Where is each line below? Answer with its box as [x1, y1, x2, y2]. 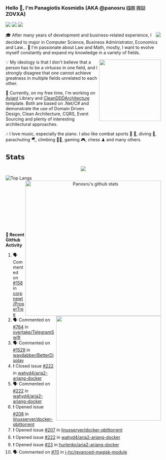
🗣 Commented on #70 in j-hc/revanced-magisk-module [12, 449, 128, 455]
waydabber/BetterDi [12, 352, 54, 358]
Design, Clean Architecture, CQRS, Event [5, 111, 89, 117]
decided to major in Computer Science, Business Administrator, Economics [5, 39, 158, 45]
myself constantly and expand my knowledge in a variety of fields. [5, 50, 140, 56]
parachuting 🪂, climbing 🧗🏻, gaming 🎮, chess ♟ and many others [5, 137, 141, 143]
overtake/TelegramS [12, 329, 54, 335]
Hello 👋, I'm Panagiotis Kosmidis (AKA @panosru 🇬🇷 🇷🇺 [5, 4, 146, 11]
